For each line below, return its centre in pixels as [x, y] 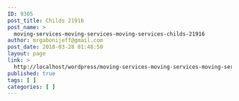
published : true [31, 73]
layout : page [27, 54]
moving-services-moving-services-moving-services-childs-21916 [109, 34]
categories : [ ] [31, 87]
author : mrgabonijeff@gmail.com [55, 41]
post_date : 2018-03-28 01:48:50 [55, 47]
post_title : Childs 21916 [46, 21]
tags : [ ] [22, 80]
